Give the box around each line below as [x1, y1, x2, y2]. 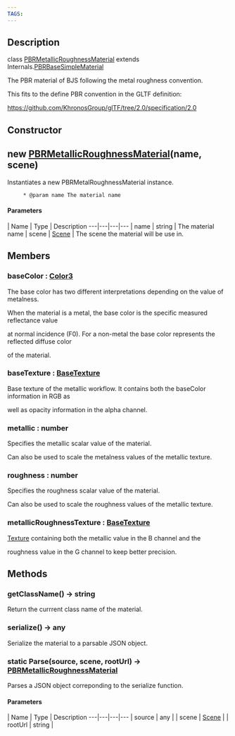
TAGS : [7, 10, 23, 18]
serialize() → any [7, 622, 66, 632]
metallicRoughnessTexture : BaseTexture [7, 518, 151, 528]
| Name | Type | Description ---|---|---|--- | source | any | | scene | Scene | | [7, 713, 229, 722]
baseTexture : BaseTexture [7, 368, 101, 378]
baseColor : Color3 [7, 271, 74, 281]
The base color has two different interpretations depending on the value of [7, 287, 224, 296]
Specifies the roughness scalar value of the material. [7, 486, 160, 495]
